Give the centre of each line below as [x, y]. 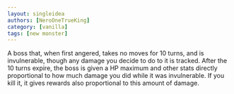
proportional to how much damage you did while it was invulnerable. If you [116, 76]
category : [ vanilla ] [38, 27]
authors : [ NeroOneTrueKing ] [49, 20]
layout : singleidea [36, 14]
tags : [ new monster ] [38, 33]
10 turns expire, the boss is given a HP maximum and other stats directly [112, 68]
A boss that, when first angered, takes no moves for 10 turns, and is [106, 53]
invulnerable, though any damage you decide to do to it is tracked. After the [117, 61]
